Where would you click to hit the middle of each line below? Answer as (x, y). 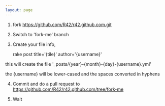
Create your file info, (34, 44)
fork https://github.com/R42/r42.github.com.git (62, 24)
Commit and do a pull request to (46, 84)
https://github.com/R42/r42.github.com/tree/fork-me (68, 89)
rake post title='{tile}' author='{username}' (57, 54)
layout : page (19, 10)
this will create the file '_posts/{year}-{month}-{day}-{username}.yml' (78, 64)
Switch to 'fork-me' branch (41, 34)
